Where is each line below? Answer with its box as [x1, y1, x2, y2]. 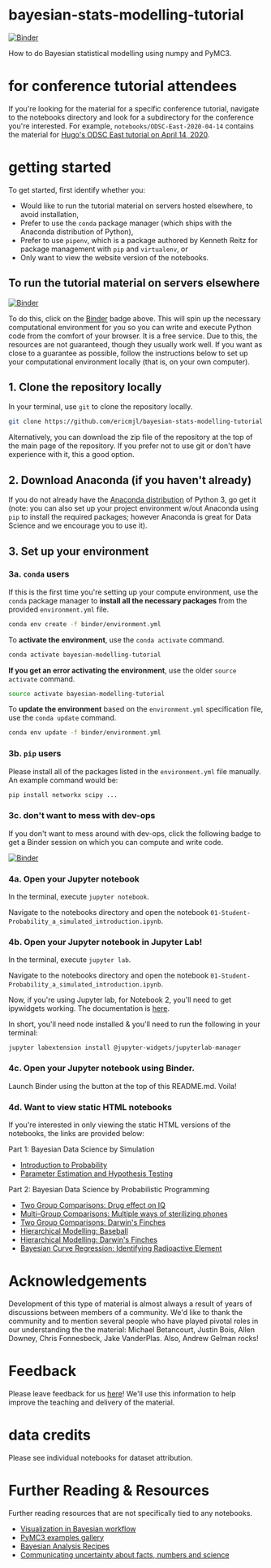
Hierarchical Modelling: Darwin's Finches [19, 1235, 158, 1244]
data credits [8, 1426, 92, 1444]
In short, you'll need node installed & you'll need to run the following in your [8, 1019, 261, 1030]
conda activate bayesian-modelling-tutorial [8, 651, 161, 659]
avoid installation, [19, 209, 80, 219]
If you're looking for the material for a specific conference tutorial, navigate [8, 103, 260, 113]
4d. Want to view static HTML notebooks [8, 1101, 173, 1113]
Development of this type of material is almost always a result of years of [8, 1299, 253, 1309]
